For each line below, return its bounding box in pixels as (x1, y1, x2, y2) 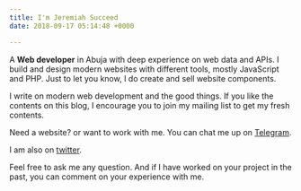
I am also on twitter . (9, 144, 83, 155)
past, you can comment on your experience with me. (9, 171, 205, 182)
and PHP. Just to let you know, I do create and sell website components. (9, 73, 277, 83)
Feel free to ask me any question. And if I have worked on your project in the (9, 161, 292, 172)
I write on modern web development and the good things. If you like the (9, 91, 274, 101)
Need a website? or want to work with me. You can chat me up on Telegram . (9, 126, 292, 137)
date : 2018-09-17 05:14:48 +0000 (9, 22, 135, 30)
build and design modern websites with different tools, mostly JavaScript (9, 64, 280, 74)
